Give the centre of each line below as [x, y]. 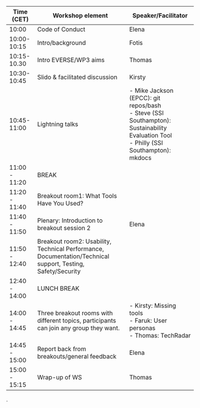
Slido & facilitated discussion [77, 77]
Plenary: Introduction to [70, 220]
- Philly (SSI [146, 143]
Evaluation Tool [151, 135]
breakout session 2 [64, 228]
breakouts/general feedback [77, 356]
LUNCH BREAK [58, 288]
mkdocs [140, 158]
